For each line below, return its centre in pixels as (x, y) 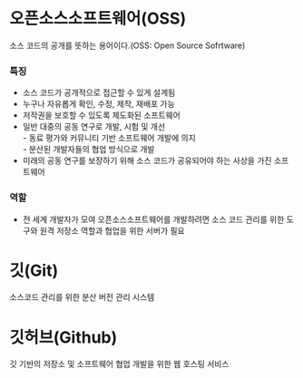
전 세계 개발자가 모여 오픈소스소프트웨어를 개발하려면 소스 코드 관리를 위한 (153, 219)
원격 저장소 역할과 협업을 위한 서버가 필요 (112, 230)
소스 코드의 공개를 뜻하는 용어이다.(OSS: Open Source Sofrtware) (127, 45)
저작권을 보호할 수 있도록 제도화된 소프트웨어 (102, 115)
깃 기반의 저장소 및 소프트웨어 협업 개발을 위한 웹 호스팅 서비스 (119, 364)
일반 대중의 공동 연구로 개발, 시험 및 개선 (94, 127)
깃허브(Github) (64, 337)
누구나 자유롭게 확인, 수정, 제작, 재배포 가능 (98, 104)
